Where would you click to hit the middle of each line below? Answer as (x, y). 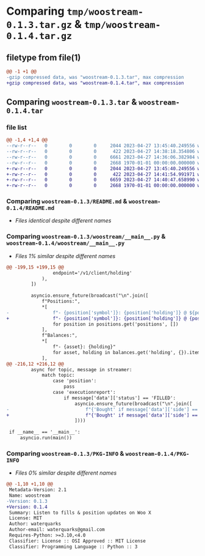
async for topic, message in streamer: (81, 369)
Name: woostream (30, 495)
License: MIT (26, 518)
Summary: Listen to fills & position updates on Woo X (80, 513)
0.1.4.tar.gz (39, 36)
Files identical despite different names (63, 221)
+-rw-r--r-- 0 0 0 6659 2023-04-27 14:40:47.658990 (101, 180)
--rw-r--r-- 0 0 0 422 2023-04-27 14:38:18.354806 (101, 152)
